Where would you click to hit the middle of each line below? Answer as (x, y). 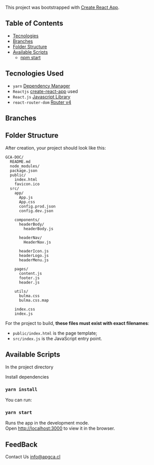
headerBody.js (39, 229)
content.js (30, 273)
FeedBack (21, 444)
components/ (27, 220)
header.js (29, 282)
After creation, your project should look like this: (56, 148)
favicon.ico (27, 184)
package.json (24, 171)
